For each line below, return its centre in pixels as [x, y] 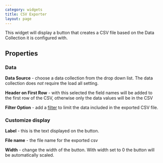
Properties [22, 53]
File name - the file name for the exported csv [51, 140]
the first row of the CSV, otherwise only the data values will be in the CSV [79, 98]
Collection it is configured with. [36, 38]
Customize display [28, 120]
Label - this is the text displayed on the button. [52, 131]
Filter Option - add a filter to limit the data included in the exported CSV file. [81, 108]
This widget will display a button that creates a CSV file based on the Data [80, 33]
